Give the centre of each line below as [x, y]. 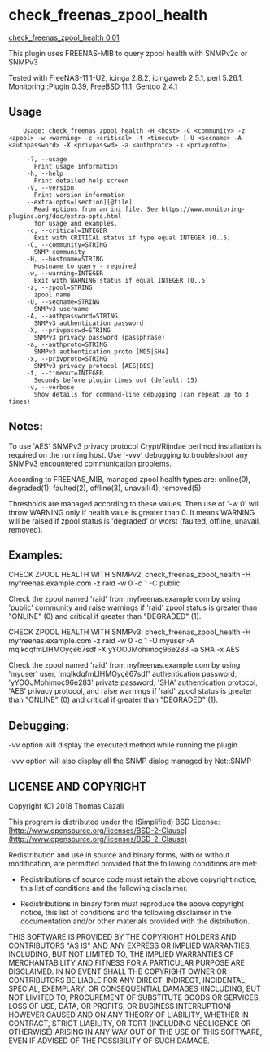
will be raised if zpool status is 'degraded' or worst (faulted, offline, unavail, [135, 521]
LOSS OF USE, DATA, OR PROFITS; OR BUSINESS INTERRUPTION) [120, 1006]
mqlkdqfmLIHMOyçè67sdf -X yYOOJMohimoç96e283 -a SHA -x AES [124, 650]
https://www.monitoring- [203, 209]
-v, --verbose [50, 387]
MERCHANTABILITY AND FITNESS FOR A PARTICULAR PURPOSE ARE [127, 963]
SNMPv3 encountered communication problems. [90, 463]
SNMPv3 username [61, 309]
